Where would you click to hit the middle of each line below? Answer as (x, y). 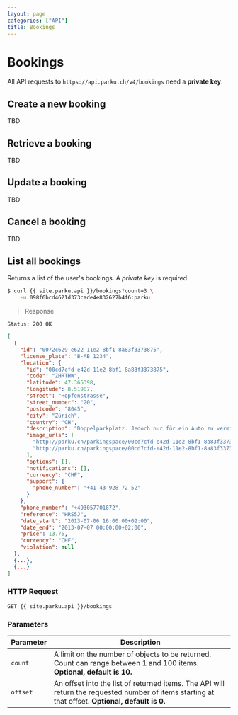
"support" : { (45, 481)
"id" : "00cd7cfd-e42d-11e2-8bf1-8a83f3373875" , (98, 370)
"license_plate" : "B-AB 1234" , (66, 356)
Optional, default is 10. (93, 672)
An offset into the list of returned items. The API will (139, 684)
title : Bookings (31, 27)
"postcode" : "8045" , (56, 409)
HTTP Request (33, 592)
